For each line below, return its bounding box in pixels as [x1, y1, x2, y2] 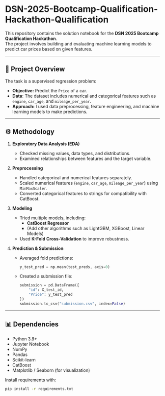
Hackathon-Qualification [5, 14, 109, 25]
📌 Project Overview [5, 65, 65, 74]
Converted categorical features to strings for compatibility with [19, 190, 147, 196]
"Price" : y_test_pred [28, 292, 73, 297]
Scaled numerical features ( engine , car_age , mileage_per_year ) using [19, 180, 158, 186]
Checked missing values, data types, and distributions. [19, 150, 131, 156]
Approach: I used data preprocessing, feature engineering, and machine [12, 103, 160, 109]
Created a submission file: [19, 273, 73, 279]
